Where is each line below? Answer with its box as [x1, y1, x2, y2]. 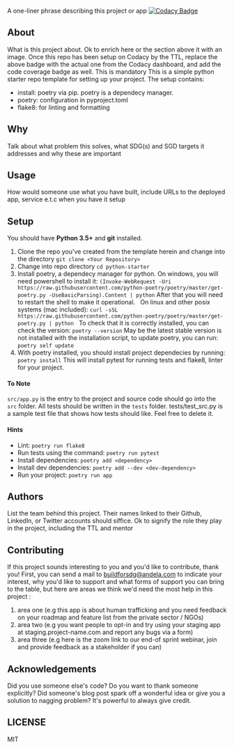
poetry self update [17, 342, 75, 350]
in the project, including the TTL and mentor [7, 524, 134, 532]
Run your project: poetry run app [17, 470, 113, 479]
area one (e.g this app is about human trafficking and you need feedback [17, 606, 227, 615]
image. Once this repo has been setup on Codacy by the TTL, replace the [7, 52, 218, 61]
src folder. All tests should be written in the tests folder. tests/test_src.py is [7, 402, 223, 410]
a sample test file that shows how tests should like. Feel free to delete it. [7, 410, 214, 418]
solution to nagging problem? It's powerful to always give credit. [7, 697, 192, 705]
